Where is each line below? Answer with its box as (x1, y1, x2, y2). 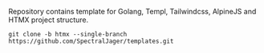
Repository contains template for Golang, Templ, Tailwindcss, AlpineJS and (8, 7, 257, 16)
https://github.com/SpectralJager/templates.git (8, 37, 174, 45)
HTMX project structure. (8, 15, 89, 25)
